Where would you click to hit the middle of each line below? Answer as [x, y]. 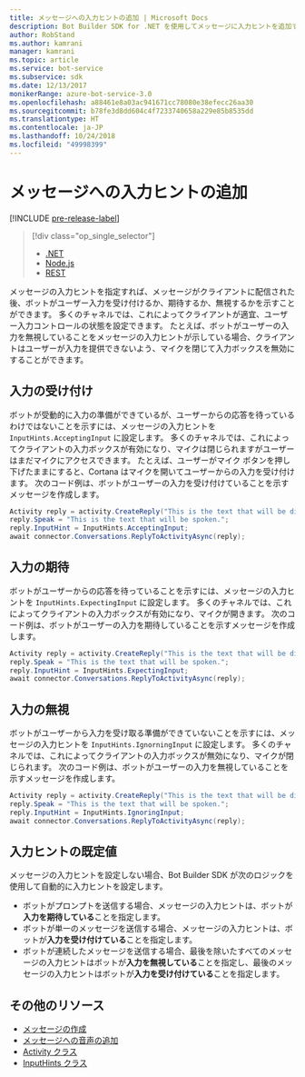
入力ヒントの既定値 [63, 852]
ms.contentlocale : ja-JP [56, 128]
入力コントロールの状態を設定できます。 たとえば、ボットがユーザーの [149, 325]
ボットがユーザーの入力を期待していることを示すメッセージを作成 [172, 624]
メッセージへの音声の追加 [70, 1041]
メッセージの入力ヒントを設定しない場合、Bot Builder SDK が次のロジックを [152, 875]
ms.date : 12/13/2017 [49, 85]
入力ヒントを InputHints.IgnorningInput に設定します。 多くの [158, 744]
